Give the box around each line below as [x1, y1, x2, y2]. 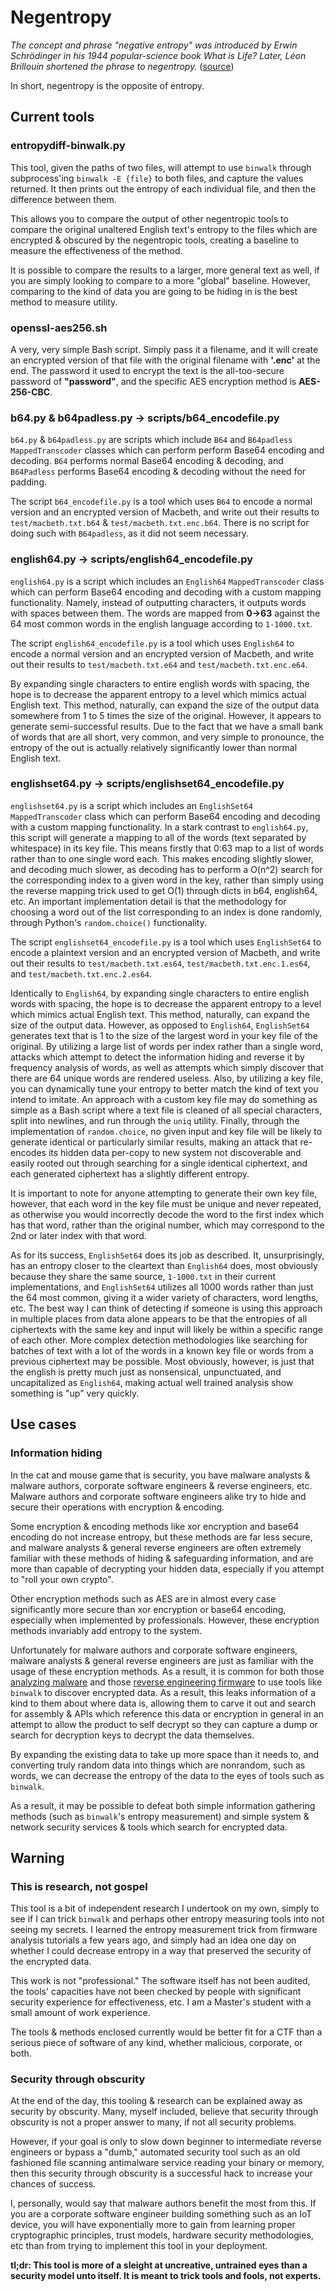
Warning [10, 1849, 65, 1866]
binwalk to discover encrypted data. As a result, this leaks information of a [10, 1686, 316, 1698]
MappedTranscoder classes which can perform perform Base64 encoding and [10, 444, 325, 456]
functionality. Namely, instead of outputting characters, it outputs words [10, 596, 307, 608]
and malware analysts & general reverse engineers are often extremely [10, 1541, 302, 1553]
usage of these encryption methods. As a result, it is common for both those [10, 1665, 325, 1677]
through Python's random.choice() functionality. [10, 916, 207, 928]
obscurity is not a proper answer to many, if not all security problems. [10, 2116, 297, 2128]
